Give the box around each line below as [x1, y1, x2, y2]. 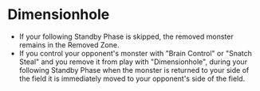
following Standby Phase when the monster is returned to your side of [18, 65, 250, 74]
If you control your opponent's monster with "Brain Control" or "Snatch [18, 48, 253, 58]
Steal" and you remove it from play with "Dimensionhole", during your [18, 57, 248, 66]
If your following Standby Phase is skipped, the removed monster [18, 32, 234, 41]
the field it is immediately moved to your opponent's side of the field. [18, 74, 246, 83]
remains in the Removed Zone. [18, 40, 120, 49]
